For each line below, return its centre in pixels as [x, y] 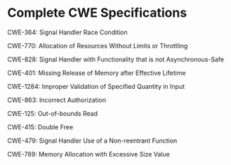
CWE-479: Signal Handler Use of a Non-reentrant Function [92, 141]
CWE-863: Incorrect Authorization [57, 100]
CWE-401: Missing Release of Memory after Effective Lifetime [97, 73]
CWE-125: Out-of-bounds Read [53, 113]
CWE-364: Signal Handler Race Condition [67, 32]
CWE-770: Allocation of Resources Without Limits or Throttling [98, 45]
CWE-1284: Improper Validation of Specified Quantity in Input [96, 86]
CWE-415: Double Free [40, 127]
